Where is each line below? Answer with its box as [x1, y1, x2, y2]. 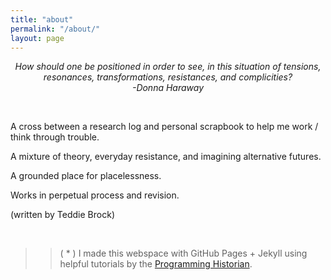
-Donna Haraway [131, 82, 205, 94]
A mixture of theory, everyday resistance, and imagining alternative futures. [10, 151, 322, 163]
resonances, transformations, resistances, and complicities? [43, 71, 293, 83]
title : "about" [10, 14, 74, 25]
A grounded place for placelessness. [10, 170, 162, 182]
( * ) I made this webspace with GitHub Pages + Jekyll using [59, 247, 308, 260]
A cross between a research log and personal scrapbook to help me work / [10, 121, 319, 133]
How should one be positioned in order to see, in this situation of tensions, [14, 61, 322, 73]
